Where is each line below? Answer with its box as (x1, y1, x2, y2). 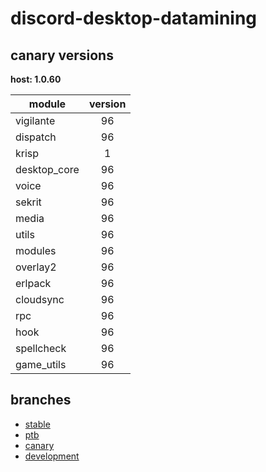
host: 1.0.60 (10, 73, 62, 85)
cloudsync (15, 293, 65, 306)
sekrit (15, 195, 42, 209)
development (24, 450, 80, 462)
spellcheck (15, 342, 67, 355)
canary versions (10, 47, 114, 64)
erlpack (15, 277, 52, 290)
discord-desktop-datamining (10, 7, 258, 30)
